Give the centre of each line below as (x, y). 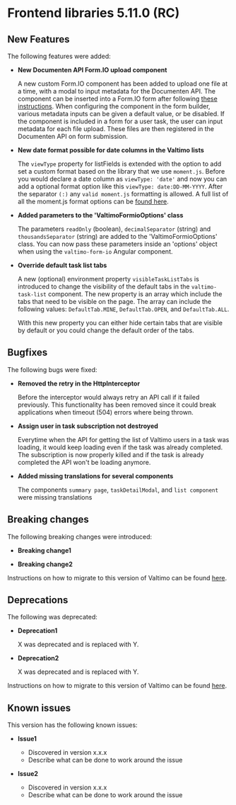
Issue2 (28, 774)
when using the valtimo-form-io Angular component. (95, 252)
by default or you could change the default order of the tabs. (106, 330)
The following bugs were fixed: (52, 369)
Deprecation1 (37, 631)
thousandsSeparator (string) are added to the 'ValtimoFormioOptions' (117, 236)
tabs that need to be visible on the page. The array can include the (114, 302)
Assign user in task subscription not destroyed (88, 426)
